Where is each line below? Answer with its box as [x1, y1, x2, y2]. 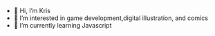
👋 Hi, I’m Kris [13, 7, 50, 15]
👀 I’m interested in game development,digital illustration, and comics [13, 14, 209, 22]
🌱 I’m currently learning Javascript [13, 21, 112, 29]
